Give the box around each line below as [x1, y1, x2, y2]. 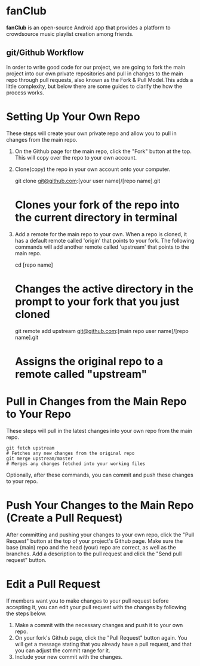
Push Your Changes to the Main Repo [6, 498, 194, 512]
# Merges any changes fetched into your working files [6, 460, 146, 467]
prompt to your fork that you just [14, 295, 180, 308]
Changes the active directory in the [14, 282, 194, 295]
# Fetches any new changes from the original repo [6, 450, 135, 456]
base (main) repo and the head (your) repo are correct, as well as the [6, 543, 176, 551]
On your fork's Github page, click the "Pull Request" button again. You [14, 634, 187, 641]
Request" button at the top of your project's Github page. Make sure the [6, 537, 183, 545]
